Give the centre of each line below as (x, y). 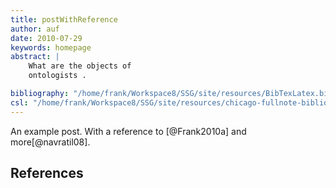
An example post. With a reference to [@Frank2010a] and (128, 131)
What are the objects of (80, 66)
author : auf (35, 29)
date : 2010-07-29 (46, 38)
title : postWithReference (64, 19)
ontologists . (57, 76)
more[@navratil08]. (50, 142)
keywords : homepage (51, 47)
